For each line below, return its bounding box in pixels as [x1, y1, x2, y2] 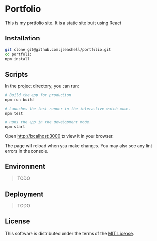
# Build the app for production [5, 93, 71, 98]
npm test [5, 111, 23, 116]
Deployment [5, 190, 44, 198]
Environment [5, 162, 46, 171]
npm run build [5, 97, 34, 102]
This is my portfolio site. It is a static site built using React [5, 20, 122, 26]
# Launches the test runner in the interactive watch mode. [5, 106, 131, 111]
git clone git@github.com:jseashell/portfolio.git [5, 47, 111, 52]
